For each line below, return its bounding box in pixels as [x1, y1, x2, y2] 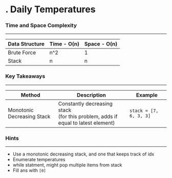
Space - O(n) [84, 40, 118, 48]
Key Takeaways [5, 73, 46, 80]
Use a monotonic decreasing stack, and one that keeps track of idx [12, 151, 155, 157]
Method [20, 91, 40, 98]
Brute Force [8, 49, 36, 56]
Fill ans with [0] [12, 167, 46, 173]
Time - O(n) [49, 40, 79, 48]
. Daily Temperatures [5, 4, 96, 15]
